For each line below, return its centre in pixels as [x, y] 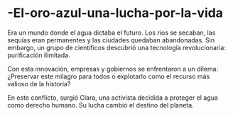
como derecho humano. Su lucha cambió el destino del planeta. [101, 105]
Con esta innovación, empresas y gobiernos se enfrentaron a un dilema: [113, 69]
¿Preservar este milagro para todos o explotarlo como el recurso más [109, 76]
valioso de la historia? [39, 83]
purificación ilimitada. [39, 55]
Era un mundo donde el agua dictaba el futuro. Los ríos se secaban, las [112, 33]
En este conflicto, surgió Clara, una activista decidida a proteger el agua [113, 98]
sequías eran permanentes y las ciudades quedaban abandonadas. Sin [111, 40]
